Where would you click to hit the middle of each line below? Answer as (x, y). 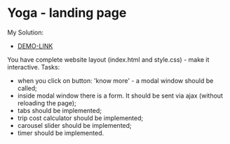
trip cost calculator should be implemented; (80, 118)
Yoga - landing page (67, 13)
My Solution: (26, 32)
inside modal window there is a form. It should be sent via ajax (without (120, 96)
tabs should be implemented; (59, 110)
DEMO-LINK (35, 46)
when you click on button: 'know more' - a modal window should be (115, 80)
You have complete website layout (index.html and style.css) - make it (108, 59)
